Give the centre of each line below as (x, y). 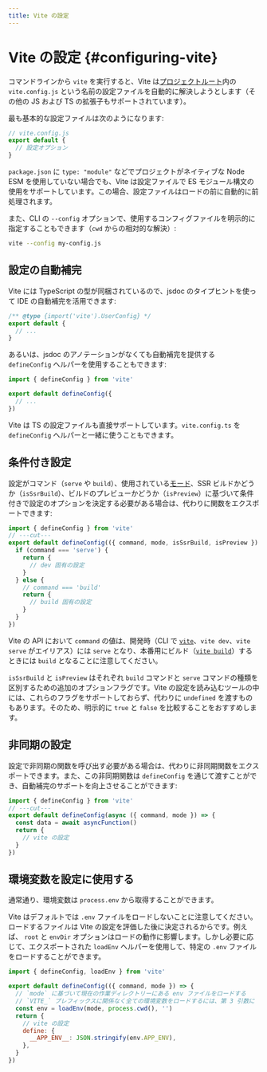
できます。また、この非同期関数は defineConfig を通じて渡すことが (139, 776)
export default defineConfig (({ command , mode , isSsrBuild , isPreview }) (133, 543)
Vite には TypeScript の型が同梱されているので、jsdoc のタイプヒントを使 (129, 291)
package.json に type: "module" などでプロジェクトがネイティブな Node (127, 171)
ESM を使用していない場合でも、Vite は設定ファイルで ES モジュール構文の (132, 182)
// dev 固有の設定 (57, 565)
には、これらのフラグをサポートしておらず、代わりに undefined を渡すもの (131, 697)
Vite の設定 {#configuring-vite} (113, 57)
